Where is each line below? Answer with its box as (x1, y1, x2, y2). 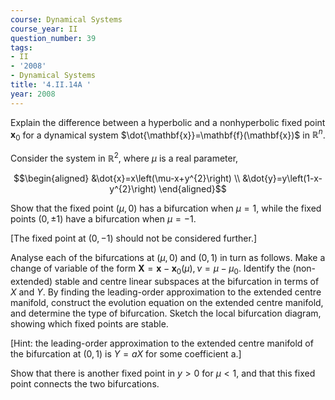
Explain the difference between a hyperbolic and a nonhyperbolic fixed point (10, 116, 326, 128)
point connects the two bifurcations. (10, 377, 160, 390)
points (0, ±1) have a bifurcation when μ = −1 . (10, 212, 197, 225)
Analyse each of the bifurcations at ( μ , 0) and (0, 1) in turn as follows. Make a (10, 251, 326, 263)
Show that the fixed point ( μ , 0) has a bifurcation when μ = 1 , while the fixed (10, 202, 322, 214)
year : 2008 (10, 89, 56, 99)
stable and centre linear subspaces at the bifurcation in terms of (54, 275, 320, 287)
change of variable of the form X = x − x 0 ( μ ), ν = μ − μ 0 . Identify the (10, 262, 291, 276)
